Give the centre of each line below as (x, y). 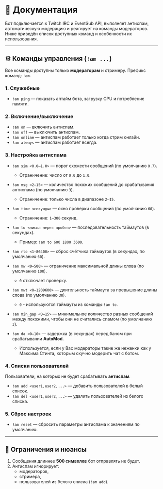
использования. (22, 39)
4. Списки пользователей (37, 366)
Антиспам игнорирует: (36, 466)
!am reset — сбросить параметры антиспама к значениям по (76, 424)
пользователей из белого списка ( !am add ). (64, 482)
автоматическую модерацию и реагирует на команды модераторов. (77, 28)
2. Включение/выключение (39, 116)
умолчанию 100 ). (29, 271)
